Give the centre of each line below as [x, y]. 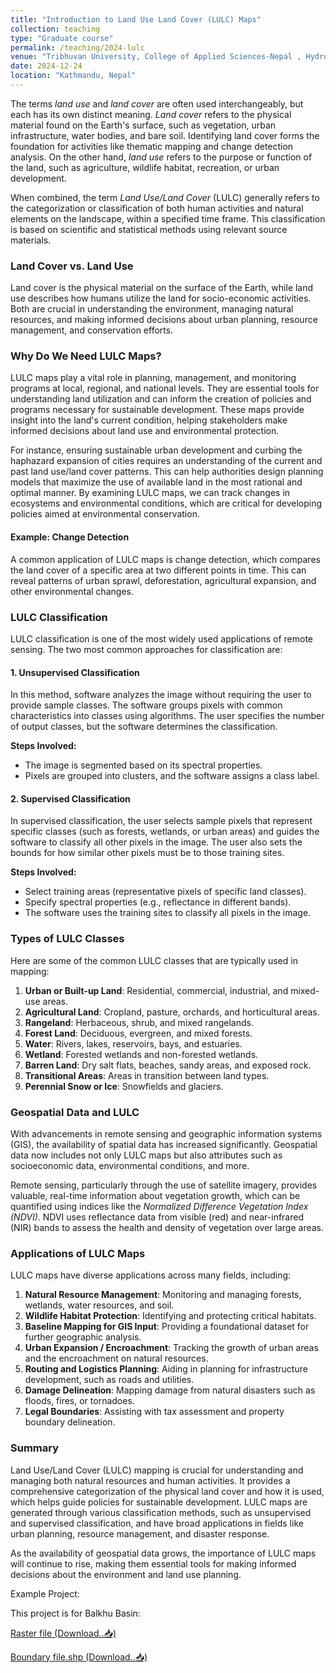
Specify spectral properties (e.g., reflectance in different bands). [158, 902]
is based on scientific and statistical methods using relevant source [149, 229]
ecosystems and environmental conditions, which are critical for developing [166, 503]
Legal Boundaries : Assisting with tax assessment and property [154, 1412]
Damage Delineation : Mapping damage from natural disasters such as [170, 1390]
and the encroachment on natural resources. [116, 1358]
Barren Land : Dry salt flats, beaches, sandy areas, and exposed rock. [168, 1065]
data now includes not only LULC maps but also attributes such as [146, 1155]
